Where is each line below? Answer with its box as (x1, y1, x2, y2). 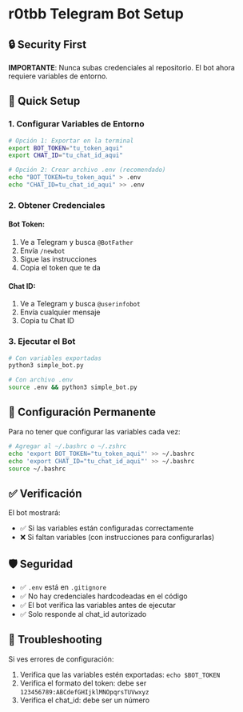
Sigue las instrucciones (19, 254, 98, 264)
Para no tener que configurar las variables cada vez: (8, 426, 181, 436)
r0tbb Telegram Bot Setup (8, 5, 184, 23)
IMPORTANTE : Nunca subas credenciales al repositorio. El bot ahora (8, 63, 236, 72)
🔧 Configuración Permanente (8, 406, 156, 419)
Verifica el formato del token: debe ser (19, 678, 147, 688)
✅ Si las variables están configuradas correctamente (19, 523, 194, 533)
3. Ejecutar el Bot (8, 336, 76, 347)
